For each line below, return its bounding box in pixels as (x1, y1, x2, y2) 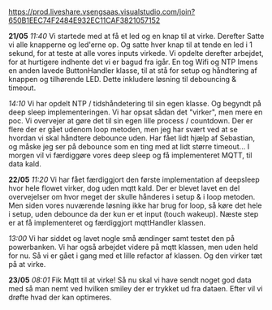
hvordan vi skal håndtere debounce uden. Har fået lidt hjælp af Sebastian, (8, 133, 256, 143)
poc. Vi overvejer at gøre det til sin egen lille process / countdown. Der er (8, 116, 253, 125)
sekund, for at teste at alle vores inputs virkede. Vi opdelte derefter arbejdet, (8, 49, 264, 58)
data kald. (8, 159, 42, 169)
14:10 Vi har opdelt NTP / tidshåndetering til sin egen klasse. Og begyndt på (8, 99, 261, 108)
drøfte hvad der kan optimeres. (8, 292, 112, 302)
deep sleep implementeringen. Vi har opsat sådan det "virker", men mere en (8, 107, 263, 117)
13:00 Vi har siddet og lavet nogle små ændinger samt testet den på (8, 234, 235, 243)
